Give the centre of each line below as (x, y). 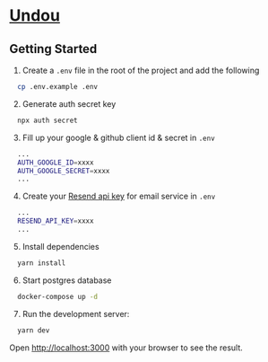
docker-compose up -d (58, 296)
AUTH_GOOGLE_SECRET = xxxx (64, 171)
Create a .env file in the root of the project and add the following (141, 70)
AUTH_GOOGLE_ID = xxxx (56, 163)
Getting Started (53, 49)
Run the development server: (76, 313)
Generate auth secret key (69, 103)
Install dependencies (61, 246)
